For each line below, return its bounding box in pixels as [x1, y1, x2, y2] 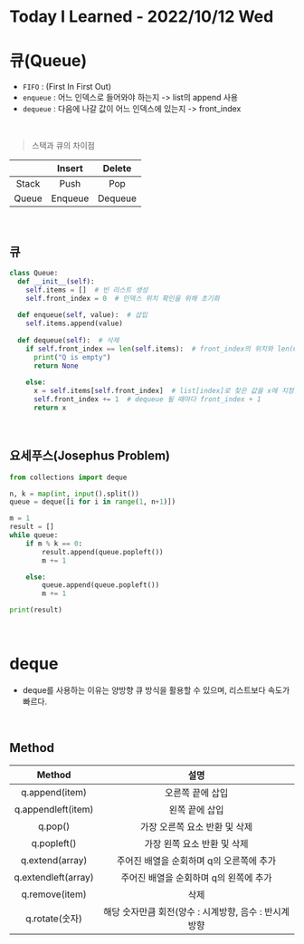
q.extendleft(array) [14, 871, 95, 883]
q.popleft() [31, 836, 77, 849]
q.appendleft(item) [14, 803, 94, 815]
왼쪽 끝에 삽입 [168, 804, 224, 816]
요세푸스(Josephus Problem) [9, 448, 170, 464]
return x [33, 403, 67, 412]
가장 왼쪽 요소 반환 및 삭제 [144, 837, 249, 850]
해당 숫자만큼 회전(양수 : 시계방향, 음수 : [103, 905, 262, 918]
